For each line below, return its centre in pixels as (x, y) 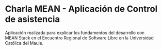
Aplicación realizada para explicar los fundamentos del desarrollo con (75, 33)
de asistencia (32, 19)
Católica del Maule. (24, 43)
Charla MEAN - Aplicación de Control (81, 9)
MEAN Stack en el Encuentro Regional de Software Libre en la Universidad (79, 38)
